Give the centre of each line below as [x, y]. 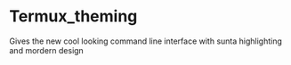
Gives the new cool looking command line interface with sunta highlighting [146, 41]
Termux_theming [73, 16]
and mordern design [47, 50]
